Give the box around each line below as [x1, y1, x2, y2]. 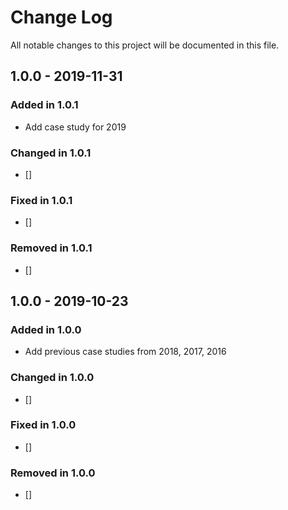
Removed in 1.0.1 [10, 241, 93, 255]
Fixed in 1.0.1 [10, 193, 73, 207]
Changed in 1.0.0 [10, 371, 95, 385]
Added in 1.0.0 [10, 322, 82, 336]
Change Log [10, 6, 113, 29]
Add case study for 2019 [24, 121, 127, 133]
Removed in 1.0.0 [10, 466, 96, 480]
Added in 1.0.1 [10, 98, 79, 112]
